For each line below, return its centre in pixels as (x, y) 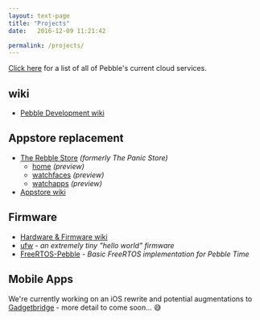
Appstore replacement (66, 138)
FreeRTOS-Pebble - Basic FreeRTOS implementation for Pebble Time (134, 254)
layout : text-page (39, 16)
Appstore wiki (43, 192)
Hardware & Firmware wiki (64, 237)
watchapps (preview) (67, 183)
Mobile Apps (41, 279)
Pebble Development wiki (62, 113)
